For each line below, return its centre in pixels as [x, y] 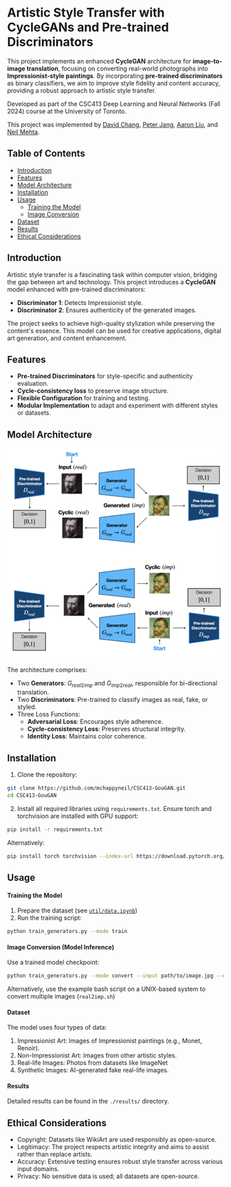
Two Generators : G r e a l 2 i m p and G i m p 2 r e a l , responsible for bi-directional [117, 684]
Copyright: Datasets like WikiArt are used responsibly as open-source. [117, 1139]
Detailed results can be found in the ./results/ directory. [88, 1101]
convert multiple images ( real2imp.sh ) [61, 997]
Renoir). [28, 1048]
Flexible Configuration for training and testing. [83, 398]
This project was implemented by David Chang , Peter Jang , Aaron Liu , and [113, 124]
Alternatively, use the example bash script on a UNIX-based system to [107, 989]
